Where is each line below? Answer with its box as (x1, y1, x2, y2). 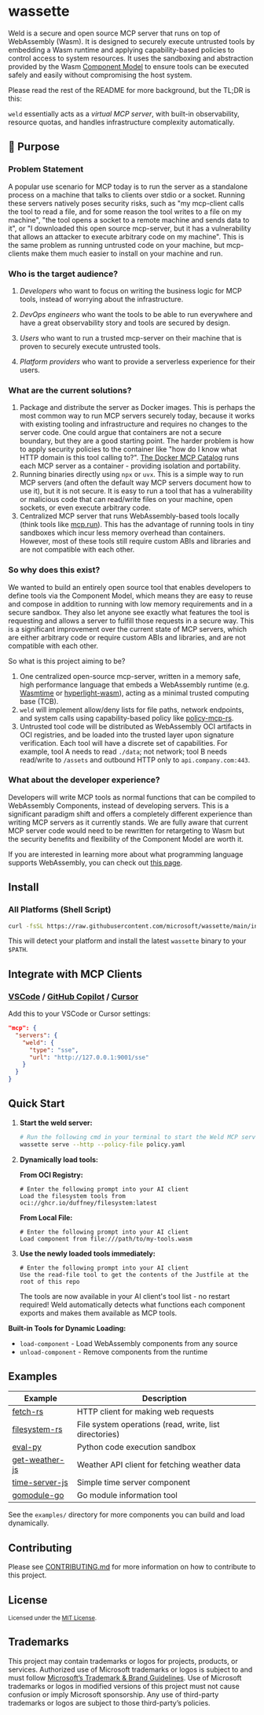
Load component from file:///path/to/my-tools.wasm (19, 1234, 192, 1243)
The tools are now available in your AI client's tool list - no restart (19, 1291, 230, 1300)
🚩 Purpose (8, 140, 60, 153)
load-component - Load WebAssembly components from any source (19, 1338, 238, 1348)
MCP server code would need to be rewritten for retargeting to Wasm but (8, 825, 245, 835)
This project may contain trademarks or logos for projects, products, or (8, 1656, 238, 1665)
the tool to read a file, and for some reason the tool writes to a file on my (8, 207, 242, 216)
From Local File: (19, 1212, 73, 1222)
